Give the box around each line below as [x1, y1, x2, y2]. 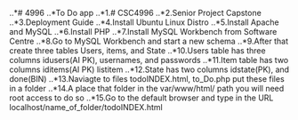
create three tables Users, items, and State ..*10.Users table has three [9, 45, 266, 56]
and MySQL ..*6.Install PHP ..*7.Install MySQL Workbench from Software [9, 27, 278, 36]
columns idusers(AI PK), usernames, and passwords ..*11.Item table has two [9, 55, 289, 65]
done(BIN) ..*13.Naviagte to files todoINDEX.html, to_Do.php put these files [9, 74, 285, 84]
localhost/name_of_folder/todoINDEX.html [9, 102, 163, 112]
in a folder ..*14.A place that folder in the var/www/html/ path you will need [9, 84, 285, 93]
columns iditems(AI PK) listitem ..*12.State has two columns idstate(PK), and [9, 64, 290, 75]
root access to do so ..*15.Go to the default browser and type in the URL [9, 92, 274, 103]
